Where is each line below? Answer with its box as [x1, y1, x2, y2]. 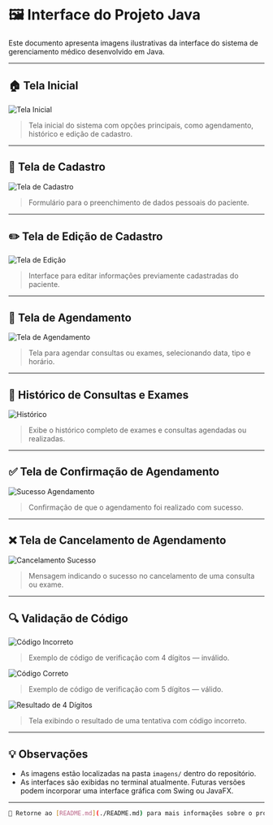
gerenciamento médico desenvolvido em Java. [8, 46, 165, 56]
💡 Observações [8, 747, 89, 761]
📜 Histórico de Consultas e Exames [8, 388, 189, 402]
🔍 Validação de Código [8, 612, 128, 626]
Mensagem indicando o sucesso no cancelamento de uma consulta [28, 571, 255, 580]
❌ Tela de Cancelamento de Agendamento [8, 533, 227, 548]
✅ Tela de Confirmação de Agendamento [8, 465, 219, 479]
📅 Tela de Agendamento [8, 310, 132, 324]
